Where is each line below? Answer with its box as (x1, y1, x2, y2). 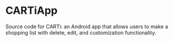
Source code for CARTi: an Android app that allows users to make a (5, 23, 168, 30)
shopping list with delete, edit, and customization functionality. (5, 29, 156, 36)
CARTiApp (5, 4, 58, 17)
